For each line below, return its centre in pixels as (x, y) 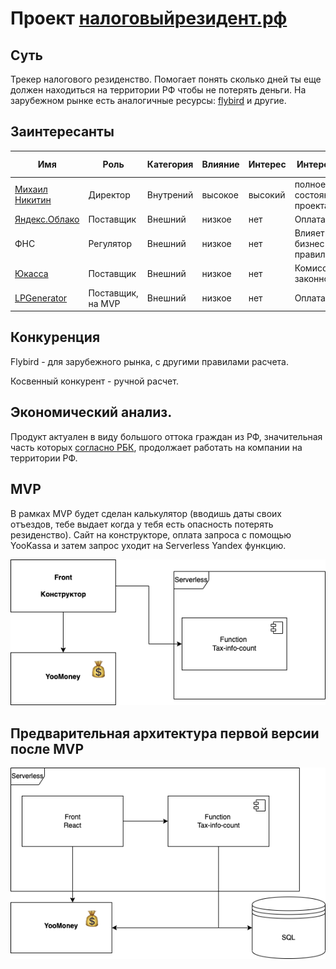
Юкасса (31, 273)
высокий (267, 194)
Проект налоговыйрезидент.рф (149, 18)
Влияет (309, 233)
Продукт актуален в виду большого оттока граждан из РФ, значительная (166, 436)
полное (310, 184)
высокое (220, 194)
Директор (109, 194)
